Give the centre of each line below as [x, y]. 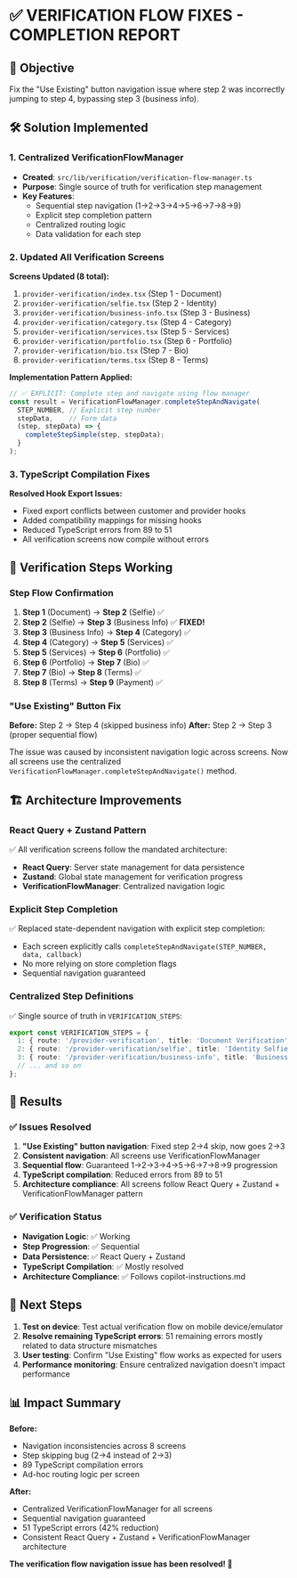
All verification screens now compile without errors [115, 539]
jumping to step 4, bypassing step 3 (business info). [104, 98]
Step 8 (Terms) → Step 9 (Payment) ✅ [92, 682]
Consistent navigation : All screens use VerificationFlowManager [141, 1156]
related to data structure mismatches [89, 1345]
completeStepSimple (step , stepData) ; [95, 435]
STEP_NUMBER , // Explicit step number [89, 410]
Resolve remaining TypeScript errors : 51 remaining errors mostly [142, 1336]
